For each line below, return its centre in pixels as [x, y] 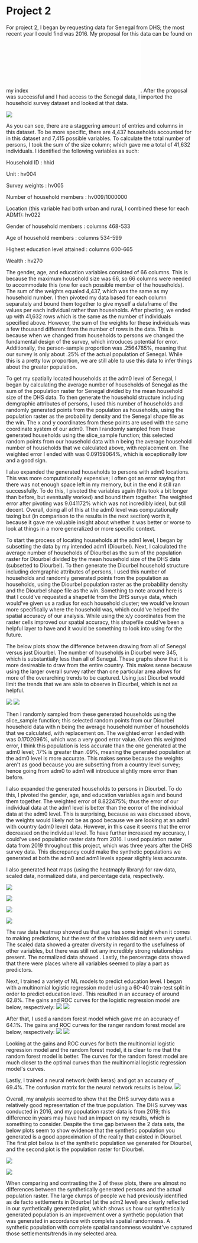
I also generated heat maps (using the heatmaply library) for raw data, [91, 869]
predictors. [20, 969]
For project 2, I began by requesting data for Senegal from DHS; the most [95, 27]
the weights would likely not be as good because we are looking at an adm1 [98, 820]
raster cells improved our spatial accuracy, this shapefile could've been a [95, 622]
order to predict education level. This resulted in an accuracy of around [93, 994]
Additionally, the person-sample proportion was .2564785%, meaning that [97, 348]
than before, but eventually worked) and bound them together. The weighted [99, 497]
